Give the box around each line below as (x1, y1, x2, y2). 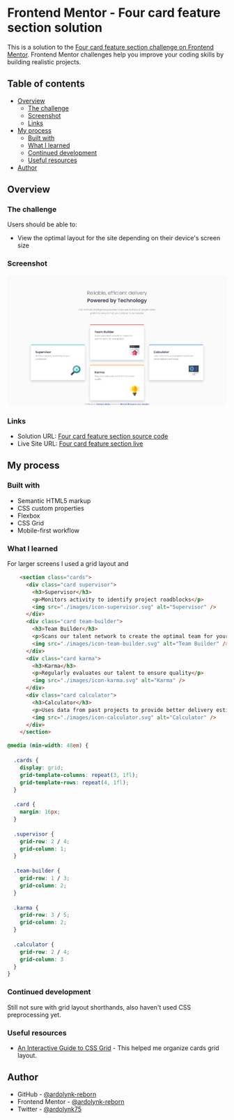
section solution (7, 20, 103, 36)
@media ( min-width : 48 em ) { (7, 742, 89, 749)
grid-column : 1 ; (19, 845, 68, 852)
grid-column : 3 (19, 956, 64, 963)
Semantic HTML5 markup (17, 496, 91, 504)
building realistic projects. (7, 57, 81, 66)
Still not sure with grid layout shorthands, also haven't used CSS (7, 1003, 192, 1011)
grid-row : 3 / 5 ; (19, 912, 70, 919)
